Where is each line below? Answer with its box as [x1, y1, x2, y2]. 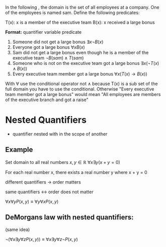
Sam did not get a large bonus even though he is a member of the [12, 50, 149, 55]
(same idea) [5, 226, 30, 232]
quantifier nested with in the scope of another [12, 131, 108, 137]
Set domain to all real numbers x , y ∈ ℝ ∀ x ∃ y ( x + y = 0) [5, 159, 121, 165]
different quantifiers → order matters [5, 179, 81, 185]
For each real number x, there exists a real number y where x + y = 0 [5, 169, 147, 175]
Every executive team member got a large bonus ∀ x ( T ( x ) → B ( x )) [12, 71, 147, 77]
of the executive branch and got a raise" [5, 97, 89, 103]
